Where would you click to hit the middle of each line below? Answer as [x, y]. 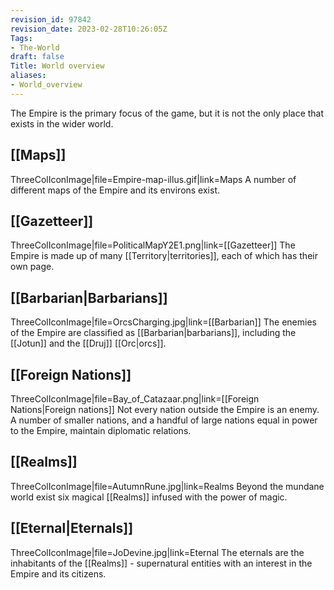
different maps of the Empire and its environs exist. [115, 190]
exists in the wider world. [62, 123]
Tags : [21, 38]
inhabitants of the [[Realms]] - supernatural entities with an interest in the [161, 563]
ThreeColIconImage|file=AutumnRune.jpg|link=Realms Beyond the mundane [167, 486]
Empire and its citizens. [58, 573]
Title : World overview [57, 66]
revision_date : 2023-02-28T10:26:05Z [89, 29]
